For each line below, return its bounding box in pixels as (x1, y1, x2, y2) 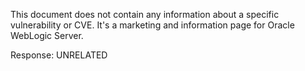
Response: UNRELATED (10, 49, 108, 61)
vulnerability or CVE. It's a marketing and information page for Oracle (10, 19, 295, 31)
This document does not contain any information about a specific (10, 9, 280, 20)
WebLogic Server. (10, 30, 84, 41)
